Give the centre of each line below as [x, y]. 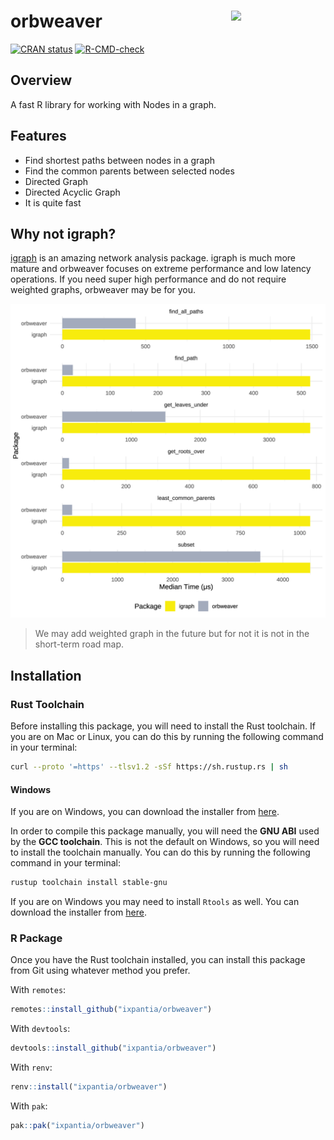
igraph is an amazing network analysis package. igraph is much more [153, 258]
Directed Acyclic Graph [72, 192]
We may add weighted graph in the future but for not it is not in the [172, 634]
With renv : [31, 1067]
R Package [36, 938]
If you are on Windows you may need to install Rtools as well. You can [155, 902]
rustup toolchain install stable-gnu [89, 883]
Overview [41, 80]
